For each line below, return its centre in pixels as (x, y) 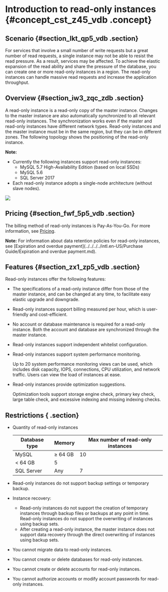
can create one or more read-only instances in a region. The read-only (78, 72)
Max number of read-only (120, 440)
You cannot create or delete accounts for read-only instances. (76, 569)
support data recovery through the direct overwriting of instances (87, 535)
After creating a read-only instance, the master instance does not (87, 529)
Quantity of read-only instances (45, 427)
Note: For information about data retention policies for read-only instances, (83, 241)
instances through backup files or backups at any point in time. (85, 513)
